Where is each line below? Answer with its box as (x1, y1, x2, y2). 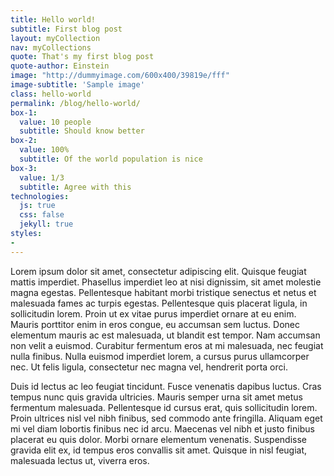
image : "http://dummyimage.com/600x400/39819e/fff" (10, 71, 230, 81)
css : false (19, 210, 65, 220)
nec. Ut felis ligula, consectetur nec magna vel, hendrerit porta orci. (10, 361, 288, 373)
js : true (19, 201, 56, 211)
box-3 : (10, 163, 38, 173)
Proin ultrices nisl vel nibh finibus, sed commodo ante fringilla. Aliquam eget (10, 412, 323, 424)
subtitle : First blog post (10, 24, 123, 34)
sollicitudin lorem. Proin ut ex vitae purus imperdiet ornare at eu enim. (10, 307, 297, 320)
